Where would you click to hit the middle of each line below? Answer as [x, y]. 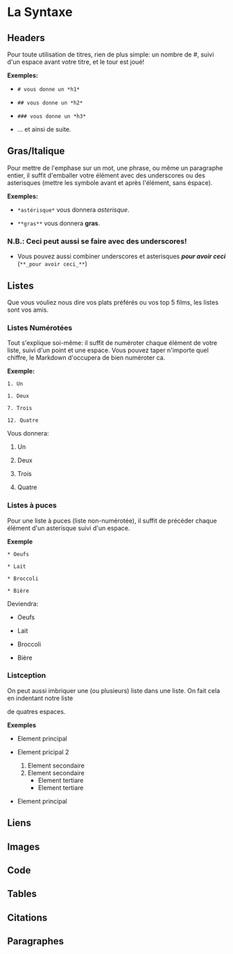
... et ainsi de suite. [44, 129]
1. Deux [18, 396]
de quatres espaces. [36, 711]
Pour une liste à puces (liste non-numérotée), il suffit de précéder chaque [112, 520]
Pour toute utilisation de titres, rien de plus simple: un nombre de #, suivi [111, 54]
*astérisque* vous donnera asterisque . [73, 209]
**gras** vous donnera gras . [59, 223]
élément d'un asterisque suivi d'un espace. [69, 528]
